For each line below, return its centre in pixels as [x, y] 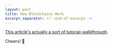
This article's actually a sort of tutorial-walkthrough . [57, 32]
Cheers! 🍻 [15, 41]
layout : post [18, 9]
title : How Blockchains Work [34, 14]
